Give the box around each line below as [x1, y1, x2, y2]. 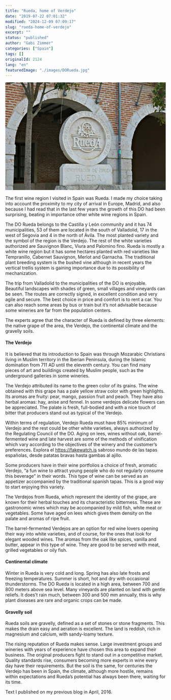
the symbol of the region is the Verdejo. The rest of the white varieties [5, 238, 152, 244]
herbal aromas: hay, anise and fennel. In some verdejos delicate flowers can [5, 399, 165, 405]
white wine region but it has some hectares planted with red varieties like [5, 248, 158, 254]
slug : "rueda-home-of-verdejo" [5, 25, 72, 30]
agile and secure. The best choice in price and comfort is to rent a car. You [5, 296, 162, 302]
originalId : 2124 [5, 57, 42, 62]
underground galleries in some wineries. [5, 372, 90, 379]
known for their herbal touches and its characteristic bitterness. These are [5, 499, 161, 505]
